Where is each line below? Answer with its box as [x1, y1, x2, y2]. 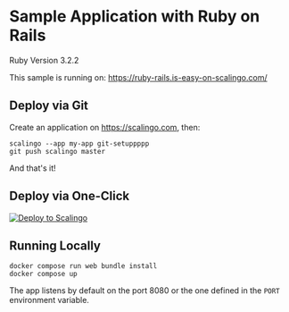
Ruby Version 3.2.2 [9, 55, 79, 65]
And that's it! [9, 163, 56, 173]
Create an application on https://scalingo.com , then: [9, 122, 201, 132]
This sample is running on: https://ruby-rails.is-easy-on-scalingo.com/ [9, 72, 268, 82]
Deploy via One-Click [9, 189, 130, 204]
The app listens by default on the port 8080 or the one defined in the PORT [9, 285, 281, 296]
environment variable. [9, 295, 89, 306]
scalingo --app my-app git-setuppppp [9, 139, 150, 148]
